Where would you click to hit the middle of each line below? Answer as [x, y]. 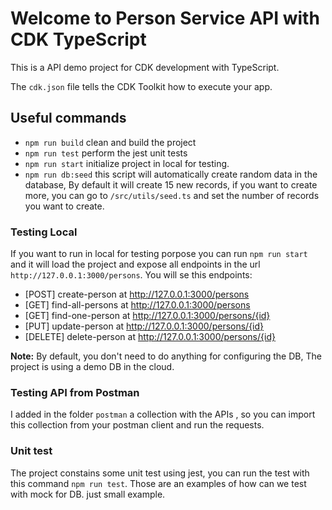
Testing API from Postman [75, 392]
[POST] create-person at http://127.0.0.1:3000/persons [137, 294]
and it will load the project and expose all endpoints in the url [135, 264]
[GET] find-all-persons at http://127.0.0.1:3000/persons [137, 305]
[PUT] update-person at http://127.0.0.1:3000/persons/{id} [144, 326]
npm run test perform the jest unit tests [106, 153]
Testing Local [44, 232]
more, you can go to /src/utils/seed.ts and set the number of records [172, 195]
